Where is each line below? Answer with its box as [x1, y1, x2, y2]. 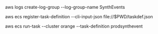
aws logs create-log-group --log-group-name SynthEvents [5, 4, 125, 10]
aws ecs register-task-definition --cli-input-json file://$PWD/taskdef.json [5, 14, 153, 19]
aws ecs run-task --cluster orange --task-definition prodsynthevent [5, 23, 143, 29]
